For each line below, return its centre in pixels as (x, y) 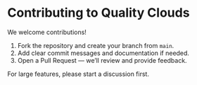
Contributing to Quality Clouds (99, 13)
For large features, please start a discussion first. (78, 74)
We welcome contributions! (47, 32)
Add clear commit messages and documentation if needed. (103, 53)
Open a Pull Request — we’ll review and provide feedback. (102, 60)
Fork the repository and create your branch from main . (96, 45)
